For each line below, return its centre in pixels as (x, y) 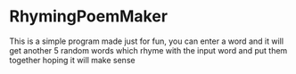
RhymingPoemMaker (88, 16)
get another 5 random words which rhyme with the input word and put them (148, 50)
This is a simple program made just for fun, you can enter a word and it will (146, 41)
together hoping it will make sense (72, 60)
